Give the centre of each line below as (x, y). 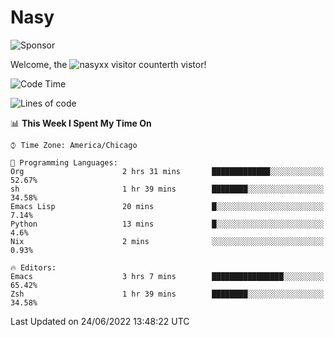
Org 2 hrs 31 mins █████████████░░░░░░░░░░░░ (167, 171)
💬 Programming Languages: (64, 162)
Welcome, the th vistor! (108, 64)
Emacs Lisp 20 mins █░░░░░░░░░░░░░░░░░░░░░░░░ (167, 206)
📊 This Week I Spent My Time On (81, 123)
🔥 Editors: (33, 267)
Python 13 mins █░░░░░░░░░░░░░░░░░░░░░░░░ (167, 224)
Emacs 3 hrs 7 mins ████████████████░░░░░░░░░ (167, 276)
